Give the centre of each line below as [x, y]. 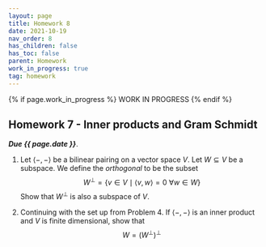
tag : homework [32, 76]
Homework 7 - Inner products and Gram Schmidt [133, 125]
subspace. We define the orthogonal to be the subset [109, 168]
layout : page [30, 16]
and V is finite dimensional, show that [82, 220]
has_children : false [43, 46]
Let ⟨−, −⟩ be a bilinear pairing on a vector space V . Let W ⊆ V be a [132, 160]
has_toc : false [34, 53]
